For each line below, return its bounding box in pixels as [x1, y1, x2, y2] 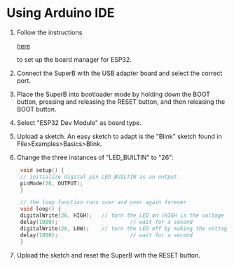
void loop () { [20, 206, 62, 213]
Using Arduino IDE [6, 5, 115, 21]
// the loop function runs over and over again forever [20, 199, 187, 206]
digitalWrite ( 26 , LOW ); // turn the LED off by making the [20, 225, 206, 232]
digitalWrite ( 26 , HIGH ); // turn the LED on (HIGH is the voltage [20, 212, 225, 219]
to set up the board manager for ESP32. [16, 55, 132, 64]
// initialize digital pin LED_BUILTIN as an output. [20, 173, 181, 180]
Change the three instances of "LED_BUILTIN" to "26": [16, 153, 174, 161]
